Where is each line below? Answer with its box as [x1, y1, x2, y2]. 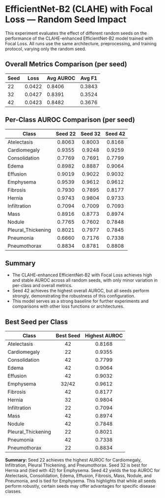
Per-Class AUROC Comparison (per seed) [5, 116, 135, 124]
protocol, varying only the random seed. [5, 46, 86, 52]
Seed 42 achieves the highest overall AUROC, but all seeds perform [12, 288, 150, 293]
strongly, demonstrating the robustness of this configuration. [12, 293, 136, 299]
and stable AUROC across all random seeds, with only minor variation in [12, 277, 158, 283]
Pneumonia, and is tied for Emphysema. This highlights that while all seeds [5, 478, 156, 484]
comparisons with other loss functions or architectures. [12, 303, 124, 309]
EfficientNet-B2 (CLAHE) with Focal [5, 3, 153, 15]
